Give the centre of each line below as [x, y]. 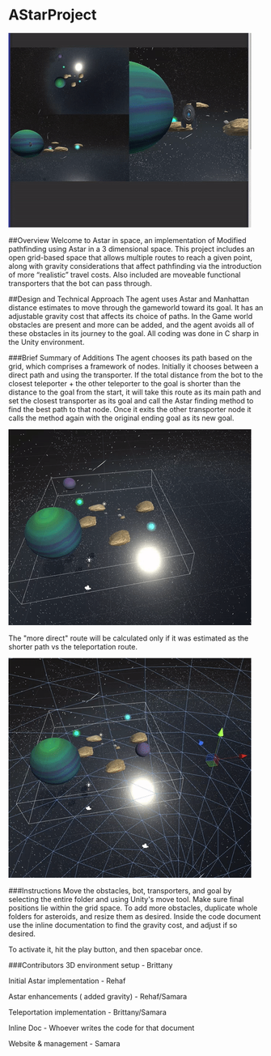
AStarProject [53, 15]
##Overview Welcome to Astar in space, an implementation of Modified [127, 240]
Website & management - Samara [64, 1043]
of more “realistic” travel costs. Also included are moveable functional [125, 275]
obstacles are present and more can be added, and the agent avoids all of [131, 325]
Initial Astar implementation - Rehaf [67, 981]
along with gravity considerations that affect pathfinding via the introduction [135, 266]
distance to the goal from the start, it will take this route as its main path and [135, 392]
